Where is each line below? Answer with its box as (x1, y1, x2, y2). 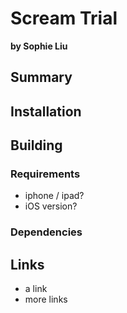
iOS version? (24, 200, 78, 212)
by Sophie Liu (10, 40, 68, 52)
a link (24, 283, 48, 295)
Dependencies (10, 225, 83, 239)
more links (24, 293, 68, 306)
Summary (10, 69, 73, 86)
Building (10, 137, 63, 154)
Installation (10, 103, 82, 120)
